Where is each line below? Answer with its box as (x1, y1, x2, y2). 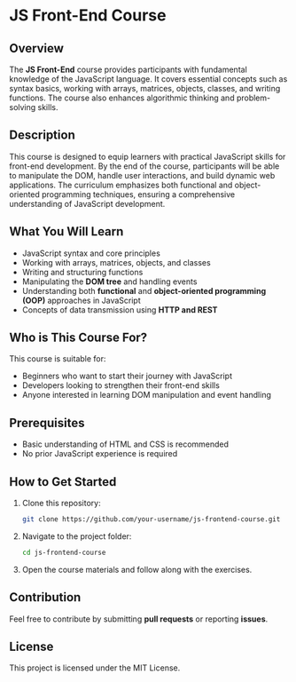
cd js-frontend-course (21, 548, 106, 557)
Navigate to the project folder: (21, 530, 132, 542)
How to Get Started (9, 474, 117, 489)
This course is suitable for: (9, 353, 106, 364)
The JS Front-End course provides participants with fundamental (9, 64, 248, 75)
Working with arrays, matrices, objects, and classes (21, 257, 211, 267)
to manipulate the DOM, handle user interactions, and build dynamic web (9, 170, 276, 180)
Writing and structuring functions (21, 266, 144, 277)
